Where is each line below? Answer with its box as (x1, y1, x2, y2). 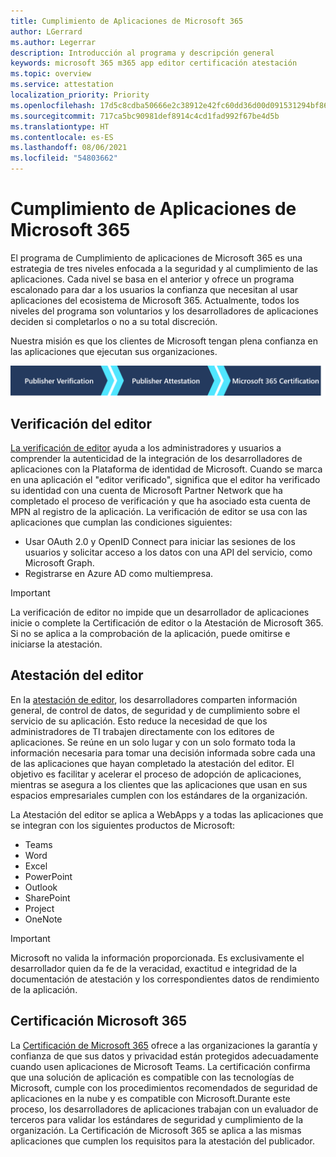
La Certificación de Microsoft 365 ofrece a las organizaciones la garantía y (10, 1039, 318, 1051)
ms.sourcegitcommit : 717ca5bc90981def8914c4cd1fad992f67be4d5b (10, 111, 280, 121)
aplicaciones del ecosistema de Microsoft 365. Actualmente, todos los (10, 294, 300, 306)
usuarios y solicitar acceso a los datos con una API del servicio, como (24, 546, 313, 558)
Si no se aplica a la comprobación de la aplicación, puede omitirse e (10, 627, 291, 639)
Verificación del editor (10, 415, 152, 432)
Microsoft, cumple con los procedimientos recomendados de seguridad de (10, 1081, 318, 1094)
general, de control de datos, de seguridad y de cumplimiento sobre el (10, 704, 300, 716)
